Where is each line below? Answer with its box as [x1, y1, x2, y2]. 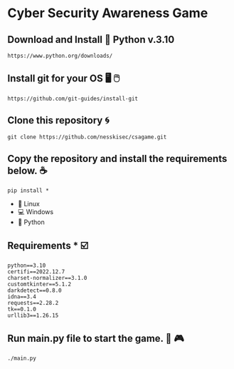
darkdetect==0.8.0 [7, 287, 62, 294]
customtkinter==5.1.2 [7, 280, 72, 288]
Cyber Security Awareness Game [7, 5, 208, 21]
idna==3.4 [7, 293, 37, 300]
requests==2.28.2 [7, 300, 59, 307]
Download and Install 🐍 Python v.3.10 [7, 34, 175, 46]
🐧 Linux [17, 200, 41, 208]
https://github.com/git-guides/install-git [7, 95, 139, 102]
